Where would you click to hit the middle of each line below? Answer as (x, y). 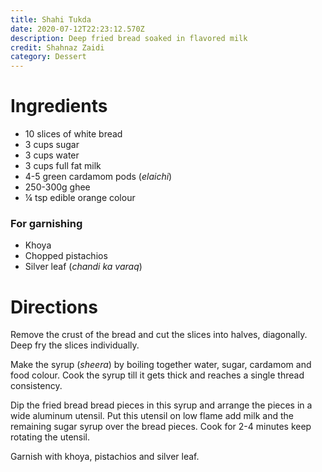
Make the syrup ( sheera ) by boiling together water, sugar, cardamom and (161, 365)
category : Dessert (48, 57)
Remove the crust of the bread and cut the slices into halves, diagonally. (159, 335)
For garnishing (46, 223)
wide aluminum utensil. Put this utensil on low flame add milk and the (152, 416)
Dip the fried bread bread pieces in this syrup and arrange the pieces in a (161, 405)
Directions (54, 307)
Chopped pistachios (66, 256)
